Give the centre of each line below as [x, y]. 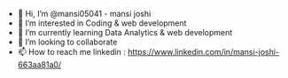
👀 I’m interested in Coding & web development [102, 23]
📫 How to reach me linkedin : [72, 52]
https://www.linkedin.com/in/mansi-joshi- [204, 52]
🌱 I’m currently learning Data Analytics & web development [125, 32]
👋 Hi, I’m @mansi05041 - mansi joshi [84, 14]
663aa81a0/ [39, 65]
